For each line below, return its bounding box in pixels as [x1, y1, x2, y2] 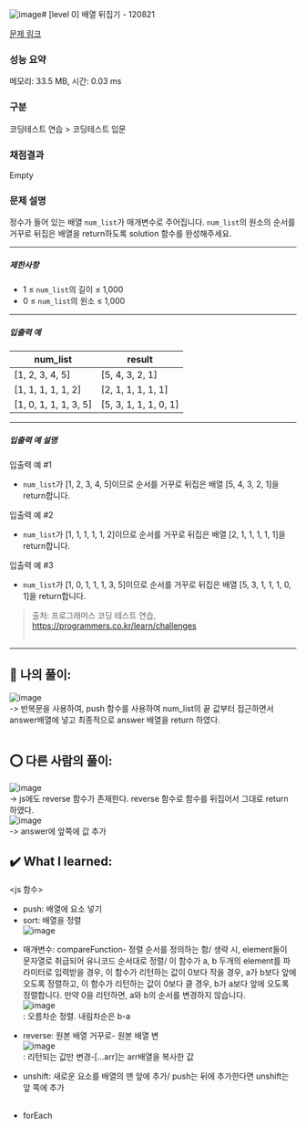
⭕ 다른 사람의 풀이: [9, 754, 113, 769]
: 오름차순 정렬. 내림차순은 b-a [22, 1010, 131, 1021]
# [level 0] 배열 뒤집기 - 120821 [41, 9, 156, 19]
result [127, 353, 153, 366]
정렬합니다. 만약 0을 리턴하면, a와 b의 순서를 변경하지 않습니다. [22, 989, 246, 1000]
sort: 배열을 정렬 [22, 914, 82, 925]
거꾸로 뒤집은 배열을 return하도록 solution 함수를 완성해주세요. [9, 228, 232, 239]
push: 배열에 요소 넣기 [22, 903, 103, 914]
